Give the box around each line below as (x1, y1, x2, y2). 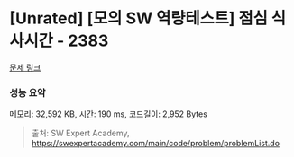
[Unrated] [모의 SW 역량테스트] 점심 (9, 8, 268, 29)
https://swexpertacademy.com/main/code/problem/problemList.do (31, 138, 280, 149)
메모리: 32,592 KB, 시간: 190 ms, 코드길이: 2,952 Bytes (9, 109, 207, 119)
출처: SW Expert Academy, (31, 127, 130, 139)
